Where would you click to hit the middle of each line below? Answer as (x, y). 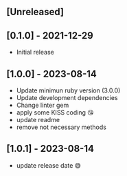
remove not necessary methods (61, 127)
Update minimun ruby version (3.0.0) (68, 90)
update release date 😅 (49, 165)
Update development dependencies (67, 98)
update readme (38, 120)
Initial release (35, 52)
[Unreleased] (35, 12)
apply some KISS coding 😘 (55, 113)
